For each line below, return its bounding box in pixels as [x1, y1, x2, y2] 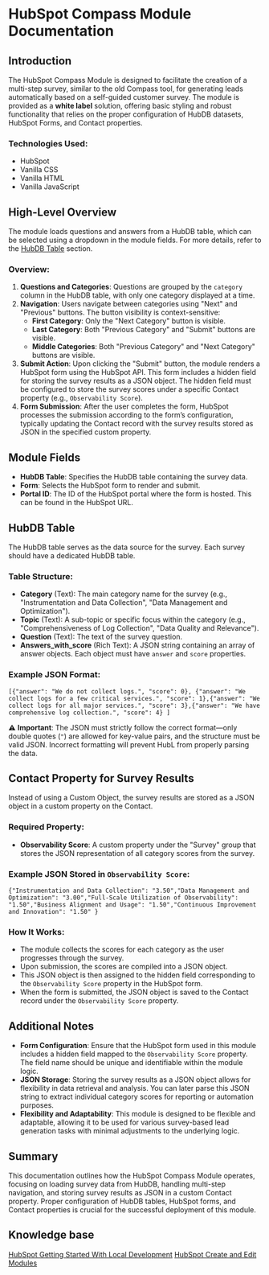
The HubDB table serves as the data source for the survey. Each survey [8, 542, 245, 552]
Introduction [8, 54, 72, 68]
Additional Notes [8, 1019, 95, 1033]
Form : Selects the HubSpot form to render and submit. [19, 480, 201, 491]
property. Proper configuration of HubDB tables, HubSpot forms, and [8, 1196, 237, 1206]
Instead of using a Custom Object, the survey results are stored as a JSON [8, 793, 255, 803]
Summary [8, 1150, 59, 1163]
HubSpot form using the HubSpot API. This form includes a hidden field [19, 368, 257, 377]
